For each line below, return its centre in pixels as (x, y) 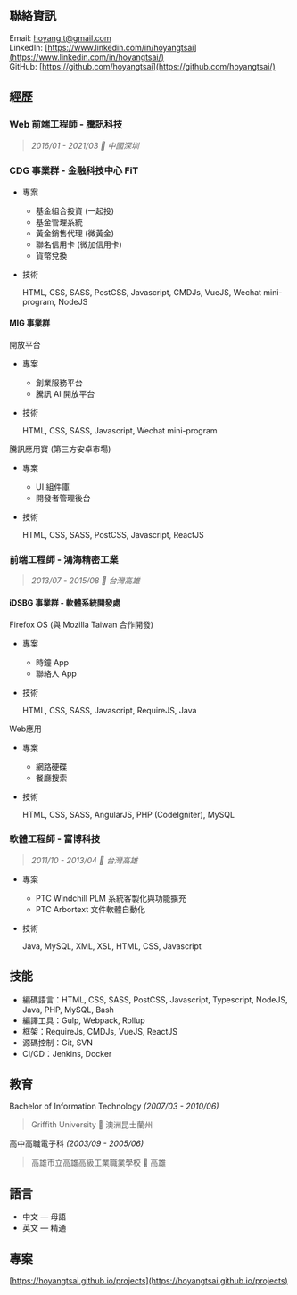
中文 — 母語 (44, 1217)
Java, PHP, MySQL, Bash (68, 1010)
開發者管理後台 (63, 498)
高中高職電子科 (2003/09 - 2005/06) (77, 1143)
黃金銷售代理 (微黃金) (74, 233)
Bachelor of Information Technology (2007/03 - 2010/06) (114, 1106)
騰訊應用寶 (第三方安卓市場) (60, 449)
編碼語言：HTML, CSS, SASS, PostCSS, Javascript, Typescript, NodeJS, (155, 999)
